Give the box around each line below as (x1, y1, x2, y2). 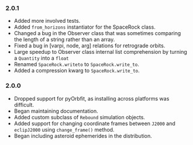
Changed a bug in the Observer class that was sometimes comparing (13, 30, 181, 37)
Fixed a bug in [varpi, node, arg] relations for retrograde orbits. (13, 42, 166, 49)
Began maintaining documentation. (13, 107, 99, 115)
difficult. (13, 101, 35, 108)
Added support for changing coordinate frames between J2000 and (13, 120, 176, 127)
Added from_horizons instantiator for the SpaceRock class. (13, 23, 156, 30)
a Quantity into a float (13, 54, 69, 62)
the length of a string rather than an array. (13, 36, 115, 43)
